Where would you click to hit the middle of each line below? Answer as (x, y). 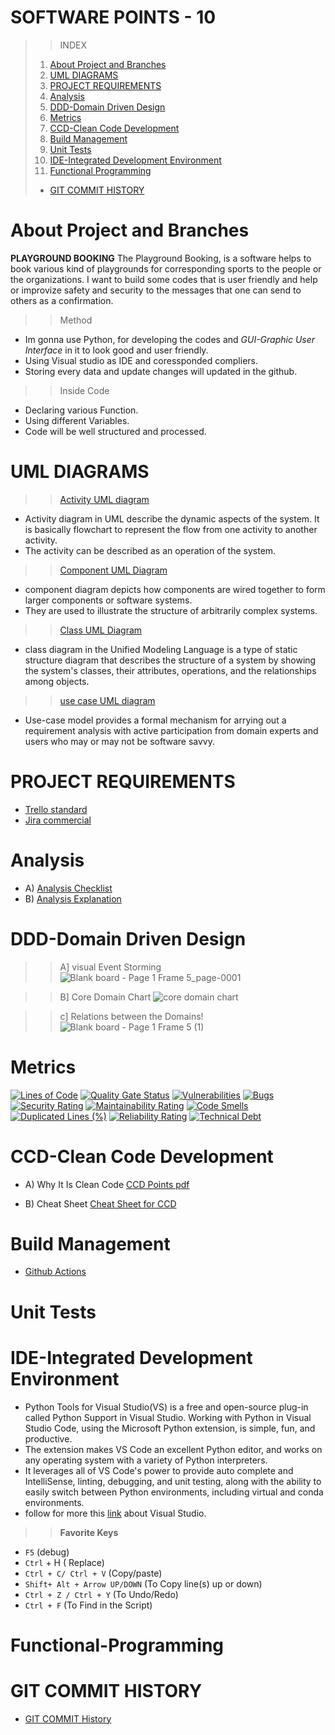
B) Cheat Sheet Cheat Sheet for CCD (100, 1203)
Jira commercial (58, 820)
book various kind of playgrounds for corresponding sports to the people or (166, 268)
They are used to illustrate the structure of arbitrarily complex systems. (171, 610)
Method (76, 320)
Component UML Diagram (113, 570)
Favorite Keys (89, 1532)
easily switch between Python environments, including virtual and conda (174, 1492)
